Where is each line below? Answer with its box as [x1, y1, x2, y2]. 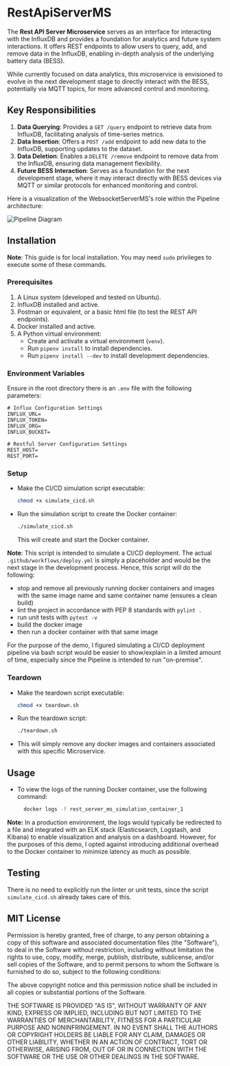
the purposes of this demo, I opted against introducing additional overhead [7, 839, 219, 848]
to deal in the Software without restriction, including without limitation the [7, 945, 214, 953]
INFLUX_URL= [7, 410, 41, 418]
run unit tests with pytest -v [16, 613, 97, 622]
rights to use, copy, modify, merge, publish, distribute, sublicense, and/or [7, 953, 214, 961]
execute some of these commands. [7, 260, 107, 268]
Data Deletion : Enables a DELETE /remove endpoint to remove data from [16, 152, 218, 160]
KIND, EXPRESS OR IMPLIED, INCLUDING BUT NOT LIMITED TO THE [7, 1008, 202, 1017]
